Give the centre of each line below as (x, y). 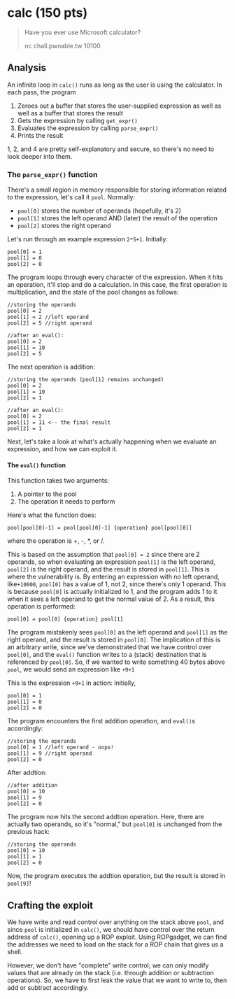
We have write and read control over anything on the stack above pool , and (115, 922)
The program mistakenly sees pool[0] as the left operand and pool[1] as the (117, 632)
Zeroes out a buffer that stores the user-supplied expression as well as (119, 106)
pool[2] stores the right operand (64, 226)
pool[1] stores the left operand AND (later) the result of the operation (117, 218)
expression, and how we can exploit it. (62, 449)
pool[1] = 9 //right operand (50, 753)
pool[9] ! (19, 884)
